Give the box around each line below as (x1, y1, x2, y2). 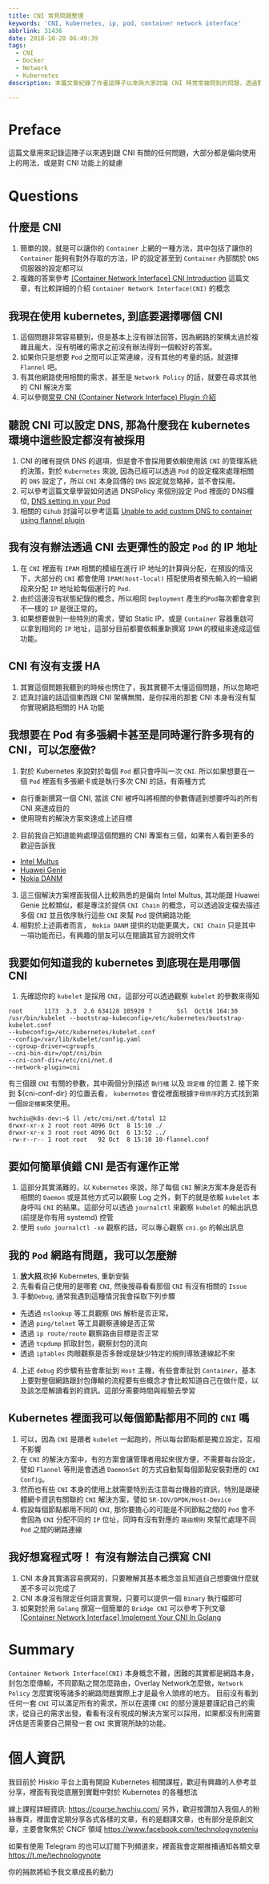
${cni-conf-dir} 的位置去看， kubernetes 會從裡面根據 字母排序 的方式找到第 (17, 1089, 260, 1099)
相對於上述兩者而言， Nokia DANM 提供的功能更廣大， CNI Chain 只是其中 (19, 920, 256, 930)
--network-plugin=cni (8, 1063, 81, 1072)
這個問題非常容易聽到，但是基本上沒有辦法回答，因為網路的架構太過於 (19, 332, 252, 342)
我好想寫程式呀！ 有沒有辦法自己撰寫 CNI (8, 1551, 211, 1564)
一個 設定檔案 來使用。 (8, 1099, 74, 1108)
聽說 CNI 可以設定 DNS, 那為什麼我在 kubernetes (8, 418, 251, 432)
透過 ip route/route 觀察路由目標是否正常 (19, 1328, 159, 1338)
